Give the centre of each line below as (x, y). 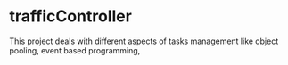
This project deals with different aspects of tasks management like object (144, 41)
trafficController (70, 16)
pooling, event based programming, (75, 50)
